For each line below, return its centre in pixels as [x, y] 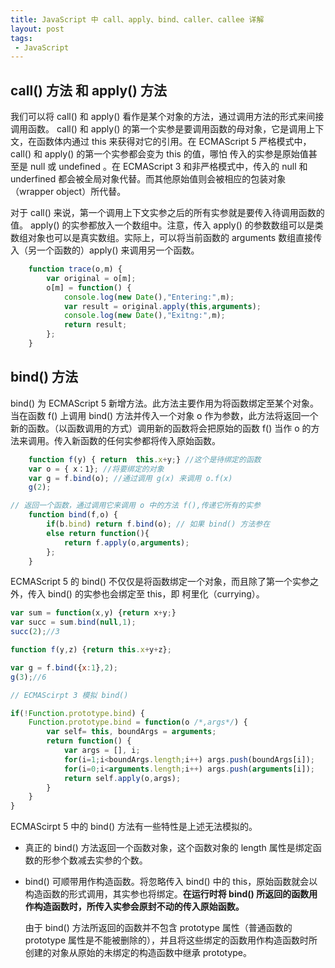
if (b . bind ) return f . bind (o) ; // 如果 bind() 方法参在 [158, 524]
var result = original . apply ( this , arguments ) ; [162, 306]
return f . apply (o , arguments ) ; [126, 542]
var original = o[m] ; [91, 278]
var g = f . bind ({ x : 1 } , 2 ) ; [64, 667]
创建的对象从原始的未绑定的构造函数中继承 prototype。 [138, 953]
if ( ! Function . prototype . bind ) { [77, 713]
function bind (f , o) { [73, 515]
